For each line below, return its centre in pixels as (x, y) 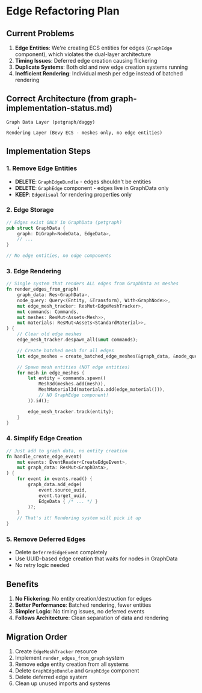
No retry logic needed (42, 565)
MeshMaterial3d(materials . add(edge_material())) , (102, 390)
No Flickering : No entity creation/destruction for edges (83, 599)
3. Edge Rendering (34, 271)
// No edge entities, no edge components (59, 256)
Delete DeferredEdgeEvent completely (61, 552)
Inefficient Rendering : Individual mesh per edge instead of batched (99, 73)
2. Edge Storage (30, 210)
